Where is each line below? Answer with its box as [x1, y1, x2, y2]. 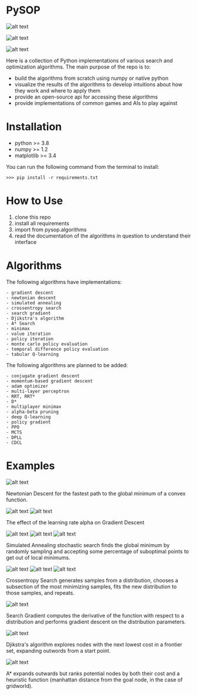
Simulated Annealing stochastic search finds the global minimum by [6, 541, 170, 548]
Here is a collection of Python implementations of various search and [6, 57, 173, 64]
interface [14, 238, 37, 245]
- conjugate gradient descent [6, 373, 80, 379]
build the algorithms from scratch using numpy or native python [14, 74, 169, 82]
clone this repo [14, 213, 51, 221]
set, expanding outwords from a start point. [6, 647, 111, 654]
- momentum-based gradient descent [6, 378, 93, 384]
